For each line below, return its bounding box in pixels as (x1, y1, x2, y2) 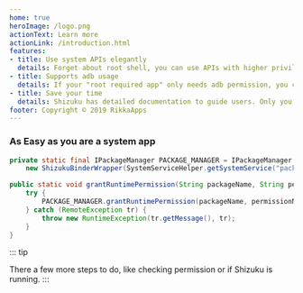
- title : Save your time (9, 88, 103, 97)
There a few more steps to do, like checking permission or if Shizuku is (9, 264, 273, 275)
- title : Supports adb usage (9, 72, 119, 81)
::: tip (9, 247, 29, 258)
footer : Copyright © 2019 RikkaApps (9, 105, 147, 114)
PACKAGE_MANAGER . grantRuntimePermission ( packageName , (41, 197, 248, 206)
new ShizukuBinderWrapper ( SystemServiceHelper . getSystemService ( (25, 164, 277, 173)
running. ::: (9, 274, 50, 285)
